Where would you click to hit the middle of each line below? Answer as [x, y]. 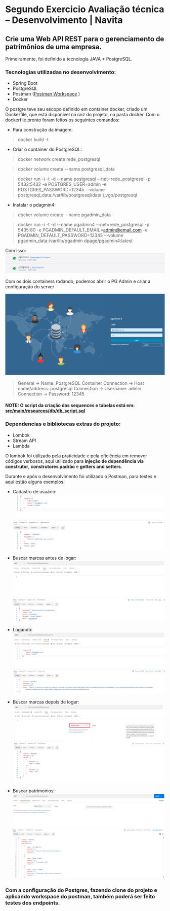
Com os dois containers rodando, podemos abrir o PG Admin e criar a [78, 281]
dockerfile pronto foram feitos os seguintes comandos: [62, 120]
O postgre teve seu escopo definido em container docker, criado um [76, 109]
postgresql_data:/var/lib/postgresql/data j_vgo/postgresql [77, 195]
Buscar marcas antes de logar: [45, 558]
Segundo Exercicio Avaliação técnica [85, 9]
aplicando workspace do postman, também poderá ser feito [80, 896]
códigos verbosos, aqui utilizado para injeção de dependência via [75, 461]
